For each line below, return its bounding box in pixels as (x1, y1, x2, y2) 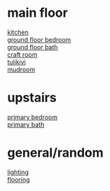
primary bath (7, 120, 45, 129)
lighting (7, 168, 29, 176)
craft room (7, 50, 38, 59)
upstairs (7, 90, 57, 106)
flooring (7, 175, 30, 183)
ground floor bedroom (7, 35, 71, 43)
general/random (7, 145, 104, 161)
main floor (7, 5, 68, 21)
